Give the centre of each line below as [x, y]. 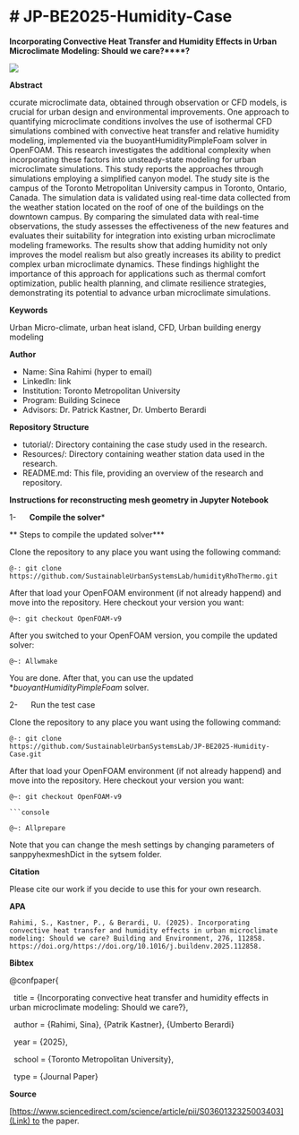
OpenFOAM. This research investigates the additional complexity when [140, 150]
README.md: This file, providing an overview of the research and [143, 473]
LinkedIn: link [47, 381]
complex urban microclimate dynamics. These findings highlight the [134, 264]
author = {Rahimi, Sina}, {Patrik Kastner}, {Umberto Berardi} [124, 1024]
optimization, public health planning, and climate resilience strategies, [138, 283]
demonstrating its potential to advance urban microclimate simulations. [140, 292]
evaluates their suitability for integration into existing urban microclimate [142, 236]
